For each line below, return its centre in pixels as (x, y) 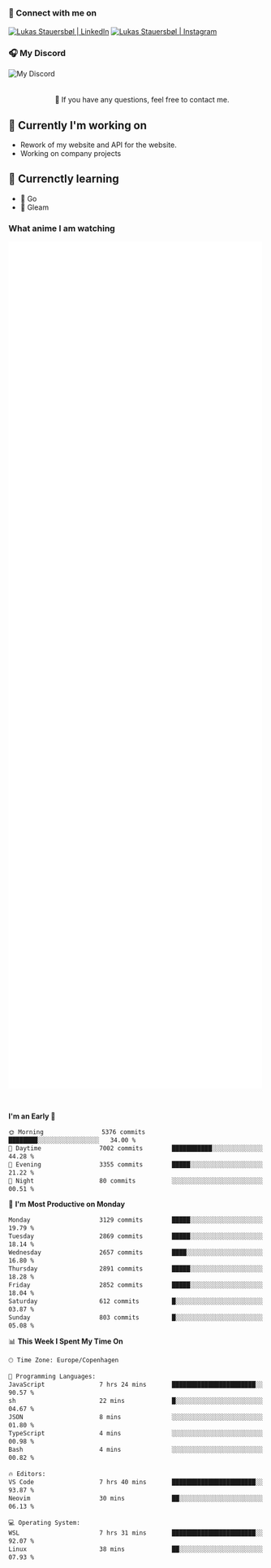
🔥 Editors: (27, 1474)
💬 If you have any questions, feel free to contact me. (142, 100)
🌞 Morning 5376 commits (77, 1132)
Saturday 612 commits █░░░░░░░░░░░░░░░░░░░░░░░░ (136, 1301)
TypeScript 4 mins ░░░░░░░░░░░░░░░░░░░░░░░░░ (136, 1433)
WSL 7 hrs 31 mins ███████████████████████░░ (136, 1533)
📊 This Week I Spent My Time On (66, 1341)
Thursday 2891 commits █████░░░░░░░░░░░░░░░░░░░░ (136, 1268)
